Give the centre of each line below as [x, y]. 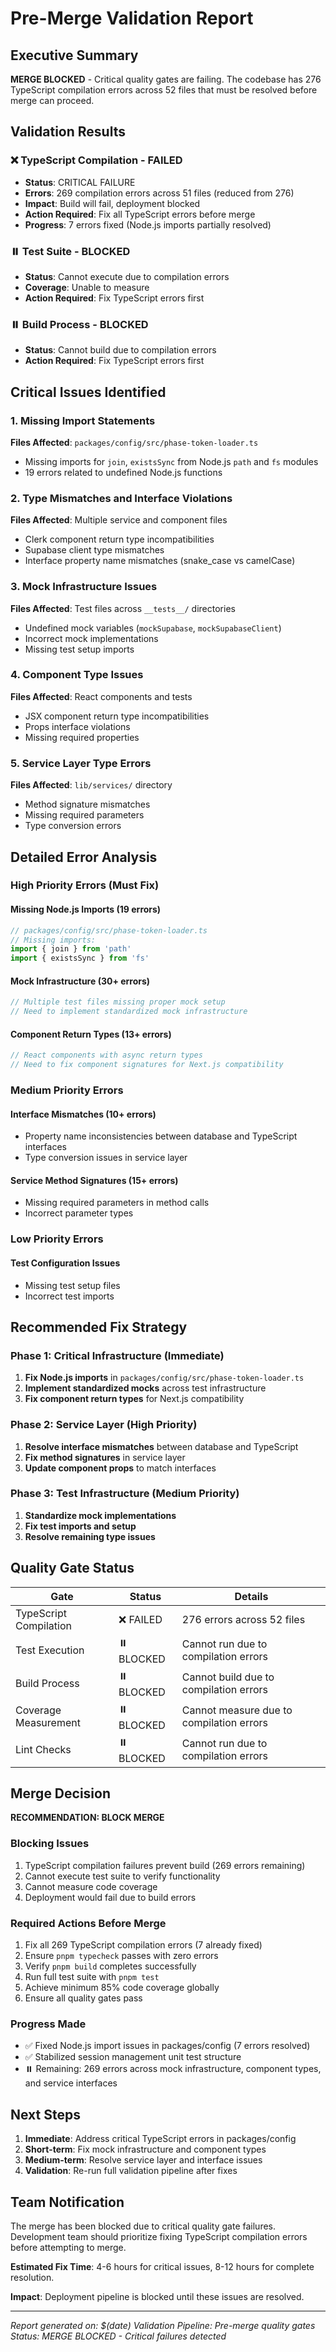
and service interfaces [71, 2083]
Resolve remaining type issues [90, 1536]
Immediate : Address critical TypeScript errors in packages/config [160, 2139]
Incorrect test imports [69, 1296]
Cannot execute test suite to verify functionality [122, 1876]
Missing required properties [82, 737]
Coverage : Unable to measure [87, 287]
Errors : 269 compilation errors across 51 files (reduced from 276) [159, 193]
